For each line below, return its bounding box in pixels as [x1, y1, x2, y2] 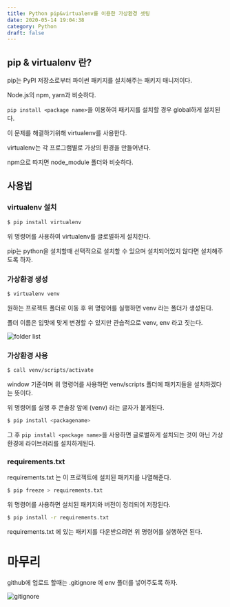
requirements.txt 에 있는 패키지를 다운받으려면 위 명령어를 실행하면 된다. [7, 527, 202, 535]
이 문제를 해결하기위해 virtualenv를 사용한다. [7, 129, 127, 137]
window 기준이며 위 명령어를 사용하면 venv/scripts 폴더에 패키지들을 [7, 380, 193, 388]
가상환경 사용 [7, 350, 48, 360]
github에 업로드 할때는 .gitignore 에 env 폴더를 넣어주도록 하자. [7, 578, 178, 586]
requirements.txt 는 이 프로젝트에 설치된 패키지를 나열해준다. [7, 473, 171, 481]
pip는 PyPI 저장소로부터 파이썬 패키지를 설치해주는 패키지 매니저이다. [7, 77, 193, 85]
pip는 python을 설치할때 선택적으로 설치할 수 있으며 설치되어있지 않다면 [7, 246, 200, 255]
